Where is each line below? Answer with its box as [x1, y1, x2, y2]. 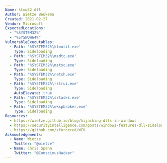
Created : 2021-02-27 [5, 16, 48, 21]
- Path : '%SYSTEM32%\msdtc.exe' [9, 53, 77, 59]
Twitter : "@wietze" [14, 141, 55, 147]
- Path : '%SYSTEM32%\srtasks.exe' [9, 95, 81, 100]
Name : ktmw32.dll [5, 7, 41, 12]
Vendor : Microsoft [5, 21, 43, 26]
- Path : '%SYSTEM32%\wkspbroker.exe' [9, 104, 88, 109]
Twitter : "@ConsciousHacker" [14, 151, 75, 156]
